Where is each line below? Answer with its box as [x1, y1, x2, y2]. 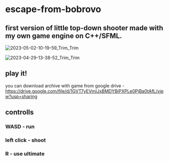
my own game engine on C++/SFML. [5, 31, 122, 40]
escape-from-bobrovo [5, 4, 101, 15]
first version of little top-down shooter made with [5, 24, 163, 32]
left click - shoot [5, 137, 46, 144]
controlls [5, 108, 34, 117]
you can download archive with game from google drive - [5, 82, 125, 89]
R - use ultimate [5, 150, 45, 157]
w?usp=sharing [5, 93, 38, 99]
